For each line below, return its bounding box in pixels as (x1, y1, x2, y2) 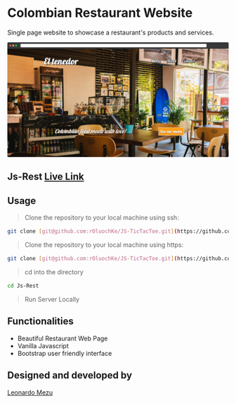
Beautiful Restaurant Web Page (17, 334, 108, 343)
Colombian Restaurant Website (7, 5, 193, 21)
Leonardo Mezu (7, 388, 53, 397)
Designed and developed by (7, 369, 132, 381)
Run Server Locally (24, 295, 79, 303)
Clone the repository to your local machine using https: (24, 241, 184, 249)
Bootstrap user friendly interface (17, 349, 112, 357)
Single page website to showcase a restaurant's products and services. (7, 28, 214, 37)
